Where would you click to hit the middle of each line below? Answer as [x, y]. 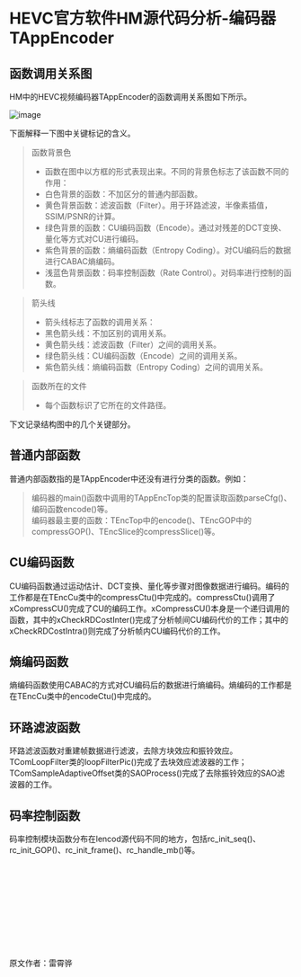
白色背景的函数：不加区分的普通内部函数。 [124, 194]
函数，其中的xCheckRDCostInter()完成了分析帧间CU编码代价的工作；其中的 [149, 619]
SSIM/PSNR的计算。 [82, 216]
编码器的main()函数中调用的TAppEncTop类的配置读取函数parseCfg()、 [161, 497]
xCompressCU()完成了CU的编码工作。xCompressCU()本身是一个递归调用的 [150, 608]
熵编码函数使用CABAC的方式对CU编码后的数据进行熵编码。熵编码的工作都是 [150, 685]
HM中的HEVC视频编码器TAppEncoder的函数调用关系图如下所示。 [131, 97]
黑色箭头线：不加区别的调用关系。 [108, 333]
